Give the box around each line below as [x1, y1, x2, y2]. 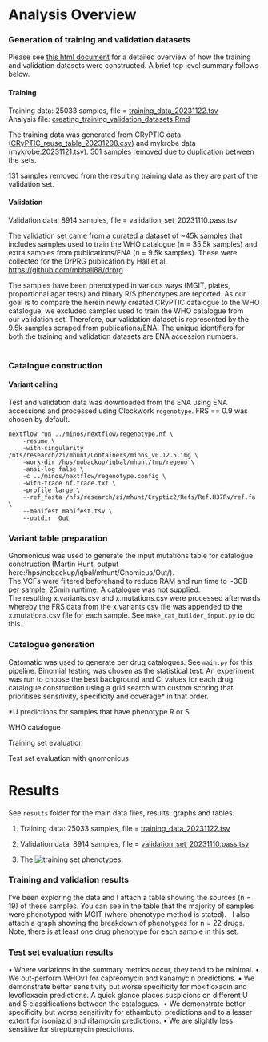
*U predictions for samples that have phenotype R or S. [8, 706, 192, 716]
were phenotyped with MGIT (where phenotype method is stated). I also [8, 909, 250, 919]
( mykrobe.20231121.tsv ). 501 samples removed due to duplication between [8, 147, 254, 156]
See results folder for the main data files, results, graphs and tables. [8, 807, 235, 818]
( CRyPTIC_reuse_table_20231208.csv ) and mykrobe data [8, 138, 196, 147]
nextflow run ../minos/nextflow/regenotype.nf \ [8, 430, 174, 438]
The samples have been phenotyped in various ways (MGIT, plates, [8, 280, 230, 290]
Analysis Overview [8, 6, 137, 24]
